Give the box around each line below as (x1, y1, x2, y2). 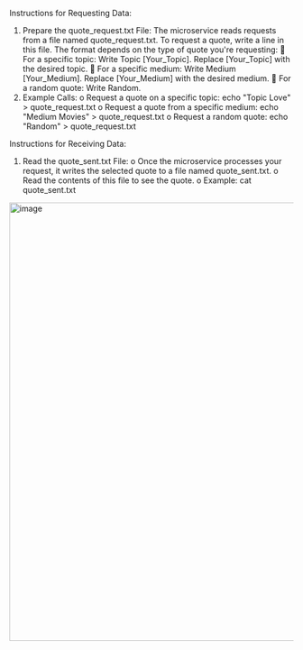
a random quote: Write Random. (22, 83, 142, 93)
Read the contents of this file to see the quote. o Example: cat (22, 175, 252, 186)
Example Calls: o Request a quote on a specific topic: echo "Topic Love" (22, 92, 291, 103)
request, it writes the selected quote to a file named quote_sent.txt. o (22, 166, 279, 176)
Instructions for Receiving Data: (9, 139, 126, 149)
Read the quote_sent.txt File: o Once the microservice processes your (22, 156, 282, 166)
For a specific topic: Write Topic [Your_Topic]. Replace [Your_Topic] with (22, 54, 290, 64)
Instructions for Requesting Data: (9, 8, 133, 18)
